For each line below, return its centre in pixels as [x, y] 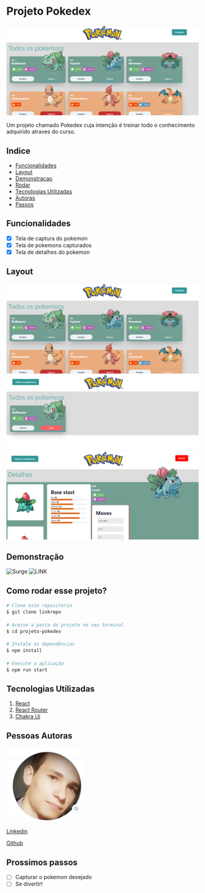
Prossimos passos [42, 862]
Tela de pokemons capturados [53, 245]
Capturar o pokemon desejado [53, 877]
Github [15, 843]
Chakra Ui [28, 717]
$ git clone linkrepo [34, 612]
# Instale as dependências [41, 644]
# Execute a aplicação [35, 663]
